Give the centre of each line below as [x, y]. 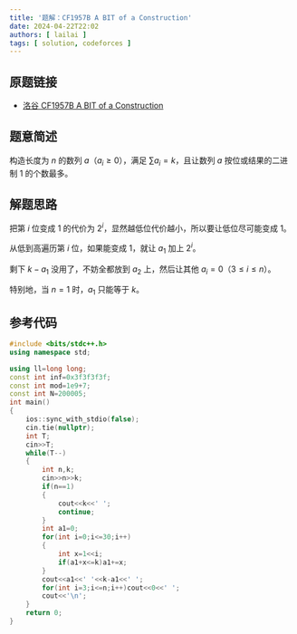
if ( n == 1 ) [58, 486]
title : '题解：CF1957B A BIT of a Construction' [101, 18]
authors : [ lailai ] [48, 34]
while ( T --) [46, 453]
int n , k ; [58, 470]
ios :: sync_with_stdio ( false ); [83, 419]
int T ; [38, 436]
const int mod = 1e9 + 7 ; [50, 386]
